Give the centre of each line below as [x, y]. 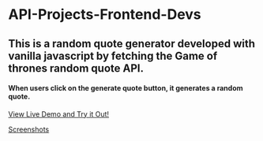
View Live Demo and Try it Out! [58, 114]
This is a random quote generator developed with [131, 44]
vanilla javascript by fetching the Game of [113, 56]
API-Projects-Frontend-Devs [105, 15]
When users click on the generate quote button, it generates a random [126, 88]
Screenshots [29, 129]
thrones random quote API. [76, 68]
